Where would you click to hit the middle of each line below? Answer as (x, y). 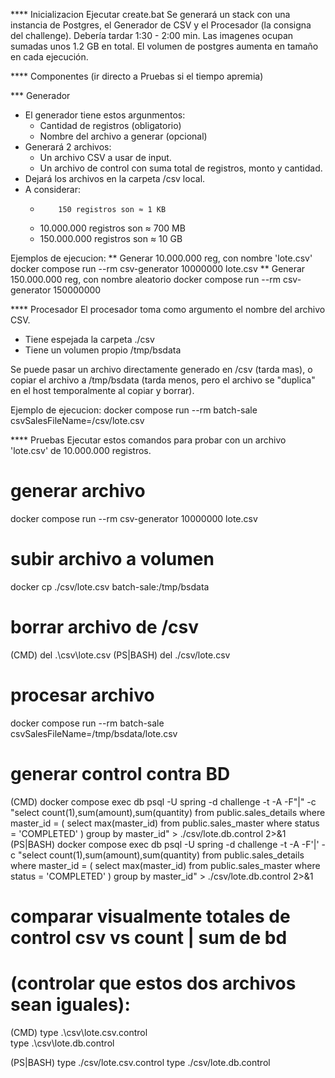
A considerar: (53, 189)
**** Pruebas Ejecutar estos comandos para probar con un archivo (148, 440)
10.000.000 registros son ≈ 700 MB (112, 228)
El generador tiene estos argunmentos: (105, 115)
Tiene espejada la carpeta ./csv (89, 339)
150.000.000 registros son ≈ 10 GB (111, 238)
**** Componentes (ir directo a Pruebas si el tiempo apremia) (137, 76)
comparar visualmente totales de (150, 916)
